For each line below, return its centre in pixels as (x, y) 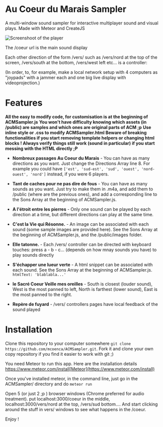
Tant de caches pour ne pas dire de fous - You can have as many (80, 183)
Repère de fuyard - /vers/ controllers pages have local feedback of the (85, 304)
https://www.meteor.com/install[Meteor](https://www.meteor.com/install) (80, 369)
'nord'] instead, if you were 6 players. (70, 174)
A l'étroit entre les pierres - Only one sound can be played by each (81, 209)
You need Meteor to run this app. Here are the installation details (71, 363)
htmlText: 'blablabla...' (39, 275)
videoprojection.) (23, 83)
